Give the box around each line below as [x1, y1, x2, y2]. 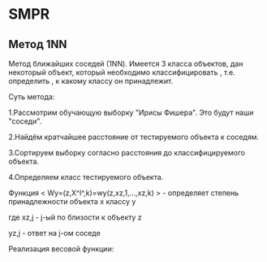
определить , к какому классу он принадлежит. [8, 76, 174, 85]
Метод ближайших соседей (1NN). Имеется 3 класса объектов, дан [8, 59, 243, 68]
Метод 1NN [8, 37, 67, 51]
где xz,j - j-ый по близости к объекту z [8, 212, 142, 222]
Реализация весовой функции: [8, 244, 114, 253]
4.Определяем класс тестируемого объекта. [8, 172, 164, 181]
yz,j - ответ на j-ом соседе [8, 229, 101, 238]
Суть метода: [8, 92, 55, 102]
